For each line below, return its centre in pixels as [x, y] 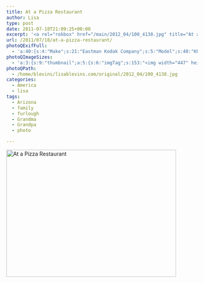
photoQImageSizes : [29, 57]
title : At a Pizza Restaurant [45, 12]
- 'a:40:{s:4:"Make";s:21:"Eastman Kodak [65, 52]
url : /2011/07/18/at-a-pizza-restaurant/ [59, 40]
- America [24, 86]
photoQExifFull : [27, 46]
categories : [21, 80]
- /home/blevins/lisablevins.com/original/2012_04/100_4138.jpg [95, 74]
